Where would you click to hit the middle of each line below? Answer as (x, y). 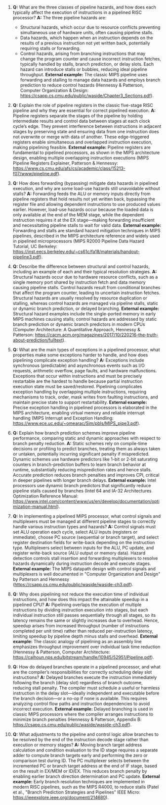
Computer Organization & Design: (54, 90)
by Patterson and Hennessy (41, 579)
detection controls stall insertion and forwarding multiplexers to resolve (85, 558)
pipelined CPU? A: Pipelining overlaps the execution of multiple (77, 604)
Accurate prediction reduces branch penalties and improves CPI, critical (86, 475)
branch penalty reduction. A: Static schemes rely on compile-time (80, 443)
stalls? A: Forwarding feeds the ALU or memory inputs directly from (82, 194)
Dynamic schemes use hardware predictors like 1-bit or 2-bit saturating (85, 459)
